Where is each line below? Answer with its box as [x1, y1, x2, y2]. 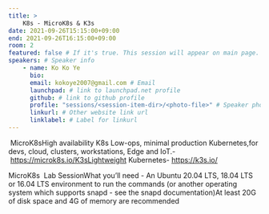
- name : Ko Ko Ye [22, 64, 81, 72]
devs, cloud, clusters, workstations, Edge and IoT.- [8, 146, 176, 156]
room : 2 [8, 42, 34, 50]
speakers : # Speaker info [8, 57, 94, 65]
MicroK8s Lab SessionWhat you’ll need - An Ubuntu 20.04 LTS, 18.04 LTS [8, 170, 254, 180]
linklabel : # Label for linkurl [29, 116, 138, 124]
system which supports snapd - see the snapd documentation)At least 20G [8, 188, 256, 197]
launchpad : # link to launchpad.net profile [29, 86, 181, 95]
